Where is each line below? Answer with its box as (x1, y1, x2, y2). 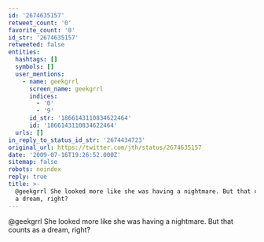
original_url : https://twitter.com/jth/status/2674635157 (8, 143, 202, 151)
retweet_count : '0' (8, 19, 72, 27)
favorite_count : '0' (8, 26, 76, 34)
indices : (28, 92, 58, 100)
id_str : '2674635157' (8, 33, 79, 42)
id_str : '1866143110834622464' (28, 114, 132, 122)
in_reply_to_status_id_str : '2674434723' (8, 136, 146, 144)
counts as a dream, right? (8, 225, 91, 234)
